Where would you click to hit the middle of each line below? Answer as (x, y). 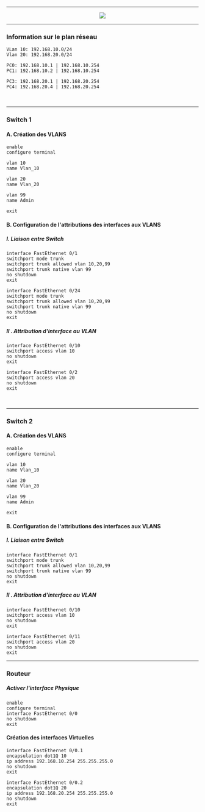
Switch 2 (20, 421)
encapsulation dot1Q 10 (37, 756)
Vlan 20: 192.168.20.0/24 (39, 55)
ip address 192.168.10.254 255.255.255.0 (60, 761)
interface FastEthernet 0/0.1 (45, 750)
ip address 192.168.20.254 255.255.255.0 (60, 793)
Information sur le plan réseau (52, 37)
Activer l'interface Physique (43, 688)
